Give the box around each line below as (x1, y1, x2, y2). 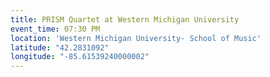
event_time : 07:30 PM (10, 24, 101, 34)
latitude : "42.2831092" (10, 42, 110, 53)
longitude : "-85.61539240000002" (10, 52, 150, 62)
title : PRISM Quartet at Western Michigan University (10, 14, 240, 25)
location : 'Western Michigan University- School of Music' (10, 33, 262, 43)
